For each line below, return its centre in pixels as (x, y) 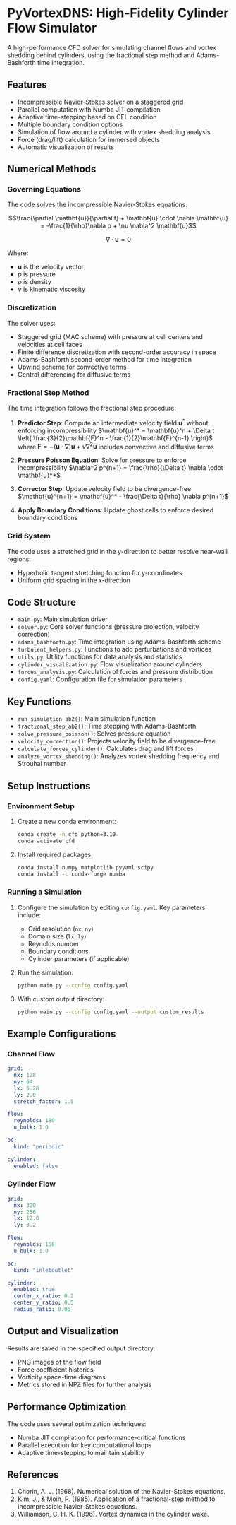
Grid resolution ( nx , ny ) (61, 929)
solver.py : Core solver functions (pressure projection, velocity (108, 627)
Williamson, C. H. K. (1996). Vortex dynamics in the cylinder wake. (113, 1514)
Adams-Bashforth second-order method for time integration (105, 359)
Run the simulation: (45, 972)
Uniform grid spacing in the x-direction (74, 580)
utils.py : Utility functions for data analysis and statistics (100, 657)
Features (27, 85)
